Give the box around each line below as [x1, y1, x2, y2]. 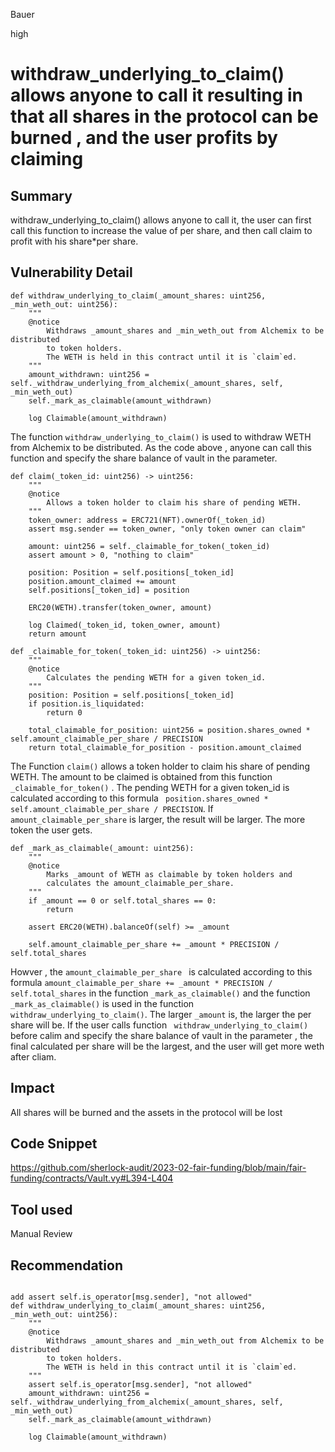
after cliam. [10, 1050, 57, 1063]
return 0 [46, 707, 83, 718]
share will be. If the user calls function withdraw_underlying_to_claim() [10, 1019, 309, 1031]
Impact [10, 1080, 55, 1097]
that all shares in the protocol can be [10, 105, 319, 128]
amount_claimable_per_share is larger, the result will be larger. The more [10, 813, 306, 825]
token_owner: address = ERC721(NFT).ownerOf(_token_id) [28, 515, 267, 525]
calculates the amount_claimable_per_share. [46, 878, 235, 888]
